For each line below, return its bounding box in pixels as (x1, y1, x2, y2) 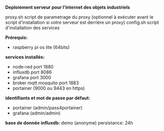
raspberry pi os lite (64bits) (12, 44, 70, 50)
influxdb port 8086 (12, 69, 52, 75)
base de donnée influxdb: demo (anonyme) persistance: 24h (5, 120, 133, 125)
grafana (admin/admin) (12, 110, 61, 116)
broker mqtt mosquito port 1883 (12, 80, 79, 86)
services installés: (5, 54, 45, 60)
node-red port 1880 (12, 64, 54, 70)
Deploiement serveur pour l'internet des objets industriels (5, 5, 130, 10)
